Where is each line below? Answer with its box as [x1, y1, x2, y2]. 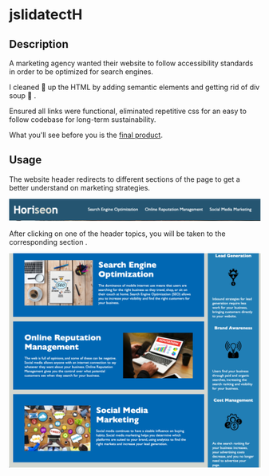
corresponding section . [9, 237, 88, 246]
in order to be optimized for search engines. [9, 67, 154, 77]
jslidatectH [9, 6, 83, 24]
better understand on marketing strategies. [9, 183, 151, 192]
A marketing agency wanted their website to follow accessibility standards [9, 58, 254, 68]
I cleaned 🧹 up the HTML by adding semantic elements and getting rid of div [9, 82, 260, 92]
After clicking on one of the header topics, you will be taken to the [9, 229, 226, 238]
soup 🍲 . [9, 91, 37, 100]
